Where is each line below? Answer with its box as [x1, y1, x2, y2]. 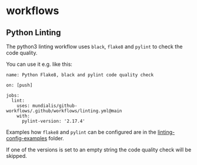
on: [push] [6, 82, 33, 88]
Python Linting [6, 28, 61, 38]
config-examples [6, 135, 48, 142]
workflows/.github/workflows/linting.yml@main [6, 108, 122, 114]
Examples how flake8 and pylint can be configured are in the [6, 129, 157, 136]
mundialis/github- [32, 103, 78, 109]
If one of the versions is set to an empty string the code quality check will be [6, 146, 192, 153]
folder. [48, 135, 65, 142]
